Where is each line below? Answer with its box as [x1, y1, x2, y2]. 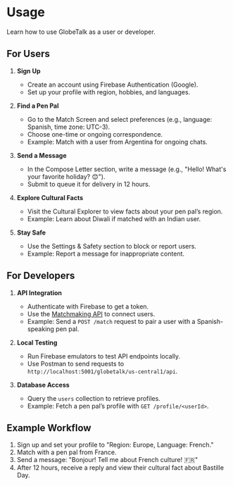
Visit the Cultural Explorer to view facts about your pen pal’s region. [27, 207, 223, 216]
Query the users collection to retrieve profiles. [27, 394, 161, 402]
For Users [6, 48, 51, 60]
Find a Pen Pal [16, 101, 59, 110]
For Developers [6, 270, 75, 282]
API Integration [16, 288, 63, 297]
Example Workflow [6, 422, 92, 434]
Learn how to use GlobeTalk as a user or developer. [6, 27, 156, 36]
